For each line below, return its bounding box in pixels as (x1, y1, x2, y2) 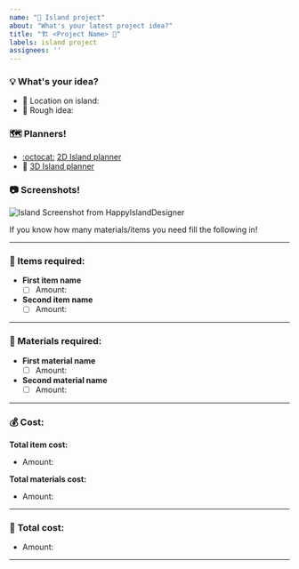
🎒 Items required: (9, 254, 85, 267)
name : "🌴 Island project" (9, 12, 105, 22)
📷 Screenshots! (9, 183, 80, 196)
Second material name (21, 374, 108, 385)
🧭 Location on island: (21, 95, 100, 107)
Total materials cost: (9, 474, 87, 485)
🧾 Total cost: (9, 522, 65, 534)
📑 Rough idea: (21, 105, 74, 116)
